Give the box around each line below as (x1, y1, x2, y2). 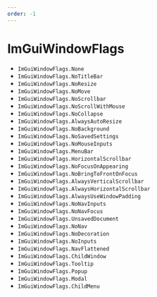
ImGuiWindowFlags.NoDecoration (17, 230, 110, 237)
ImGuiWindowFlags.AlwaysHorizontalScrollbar (17, 185, 151, 193)
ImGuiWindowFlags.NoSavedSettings (17, 133, 119, 140)
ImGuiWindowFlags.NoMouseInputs (17, 140, 113, 147)
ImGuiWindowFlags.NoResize (17, 80, 97, 87)
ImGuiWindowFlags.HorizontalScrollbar (17, 155, 132, 162)
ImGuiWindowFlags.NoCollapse (17, 110, 103, 117)
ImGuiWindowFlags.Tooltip (17, 260, 94, 267)
